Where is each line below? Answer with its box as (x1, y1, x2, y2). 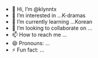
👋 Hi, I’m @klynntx (11, 6, 57, 12)
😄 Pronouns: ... (11, 40, 50, 47)
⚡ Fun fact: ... (11, 46, 45, 53)
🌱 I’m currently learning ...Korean (11, 18, 93, 25)
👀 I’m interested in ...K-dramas (11, 12, 86, 19)
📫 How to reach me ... (11, 31, 67, 38)
